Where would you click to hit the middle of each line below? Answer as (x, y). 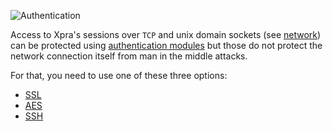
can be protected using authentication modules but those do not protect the (166, 45)
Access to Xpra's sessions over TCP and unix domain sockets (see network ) (166, 34)
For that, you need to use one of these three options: (119, 75)
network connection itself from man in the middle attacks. (129, 56)
